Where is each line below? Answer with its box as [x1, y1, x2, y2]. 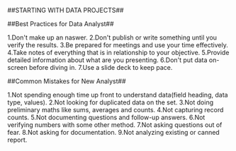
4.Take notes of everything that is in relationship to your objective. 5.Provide [7, 49, 230, 56]
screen [7, 64, 28, 71]
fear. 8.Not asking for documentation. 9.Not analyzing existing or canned [7, 128, 220, 136]
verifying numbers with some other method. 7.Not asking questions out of [7, 121, 223, 129]
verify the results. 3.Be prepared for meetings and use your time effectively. [7, 41, 228, 49]
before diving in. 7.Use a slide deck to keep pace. [28, 64, 173, 71]
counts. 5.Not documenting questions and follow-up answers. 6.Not [7, 113, 206, 121]
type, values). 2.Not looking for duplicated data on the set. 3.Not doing [7, 98, 214, 107]
